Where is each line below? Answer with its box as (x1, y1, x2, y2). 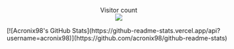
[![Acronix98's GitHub (6, 27, 71, 34)
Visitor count (100, 6, 138, 14)
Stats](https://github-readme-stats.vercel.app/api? (72, 27, 221, 34)
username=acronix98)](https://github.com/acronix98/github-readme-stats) (6, 34, 228, 42)
